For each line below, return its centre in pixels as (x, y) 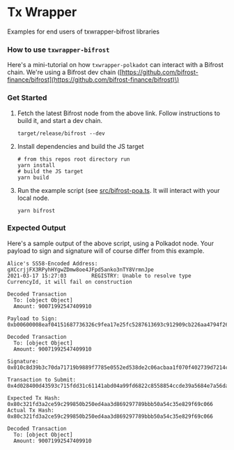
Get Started (27, 98)
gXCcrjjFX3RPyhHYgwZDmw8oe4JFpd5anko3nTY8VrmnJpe (81, 270)
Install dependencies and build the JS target (80, 146)
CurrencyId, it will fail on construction (70, 282)
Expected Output (37, 228)
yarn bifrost (36, 210)
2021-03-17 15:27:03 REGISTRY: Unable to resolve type (99, 276)
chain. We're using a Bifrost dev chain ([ (65, 72)
